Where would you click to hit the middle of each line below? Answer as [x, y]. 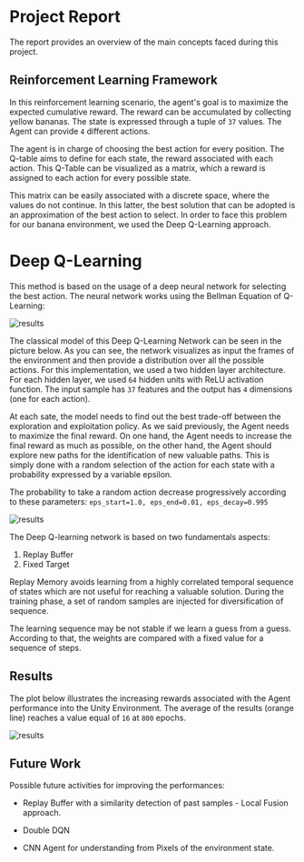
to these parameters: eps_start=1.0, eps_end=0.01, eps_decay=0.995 [139, 501]
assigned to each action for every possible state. [101, 177]
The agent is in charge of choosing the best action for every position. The [147, 148]
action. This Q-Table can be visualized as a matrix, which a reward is [137, 168]
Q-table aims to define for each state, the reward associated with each [142, 158]
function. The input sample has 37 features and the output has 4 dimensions [151, 389]
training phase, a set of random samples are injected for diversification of [147, 601]
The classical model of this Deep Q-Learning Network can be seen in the [146, 341]
